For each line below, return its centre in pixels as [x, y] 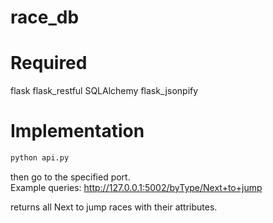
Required [49, 63]
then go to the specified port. [70, 177]
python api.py [40, 158]
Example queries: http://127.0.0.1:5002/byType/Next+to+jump [136, 187]
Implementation [77, 131]
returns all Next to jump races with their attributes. [114, 207]
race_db [45, 17]
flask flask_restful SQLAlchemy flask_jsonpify [104, 91]
